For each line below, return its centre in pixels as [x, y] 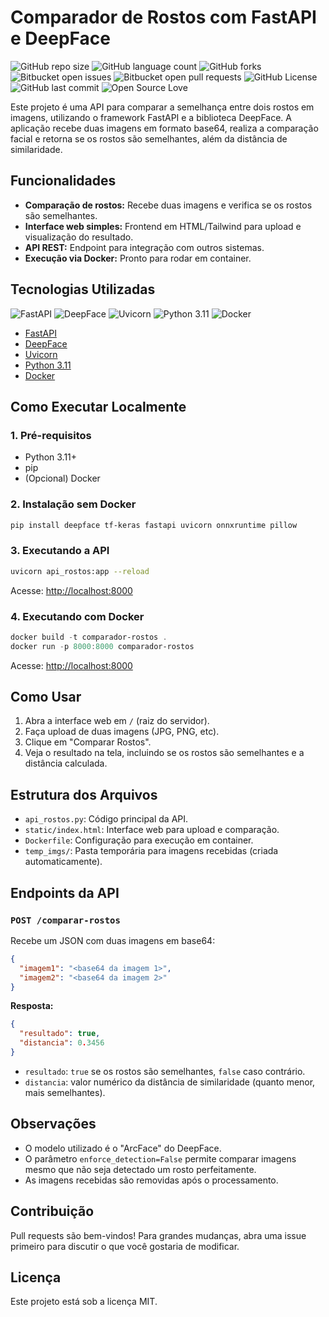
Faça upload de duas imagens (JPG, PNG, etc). [122, 732]
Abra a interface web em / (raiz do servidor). [117, 721]
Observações [53, 1124]
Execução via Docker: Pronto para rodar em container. [138, 258]
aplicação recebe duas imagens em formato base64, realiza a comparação [164, 128]
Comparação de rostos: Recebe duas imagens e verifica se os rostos [168, 205]
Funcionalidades [63, 181]
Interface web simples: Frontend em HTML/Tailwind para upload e [163, 226]
